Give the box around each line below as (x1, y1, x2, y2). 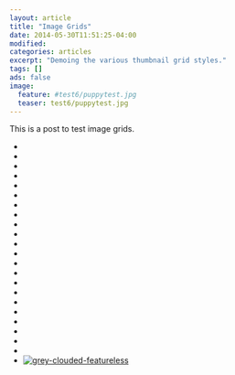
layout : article (9, 13, 71, 23)
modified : (9, 38, 48, 48)
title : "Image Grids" (9, 22, 92, 31)
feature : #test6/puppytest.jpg (17, 90, 137, 99)
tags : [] (9, 65, 43, 74)
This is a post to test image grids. (9, 123, 135, 134)
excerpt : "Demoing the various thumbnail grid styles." (9, 56, 227, 65)
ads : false (9, 73, 51, 82)
